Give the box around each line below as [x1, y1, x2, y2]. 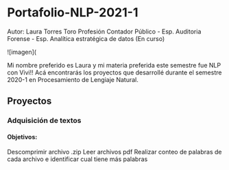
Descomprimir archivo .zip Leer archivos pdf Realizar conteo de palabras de [7, 148, 222, 156]
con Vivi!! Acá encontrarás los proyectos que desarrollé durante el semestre [7, 68, 222, 76]
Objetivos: [7, 132, 38, 141]
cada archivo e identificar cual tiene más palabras [7, 155, 148, 163]
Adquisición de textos [7, 116, 82, 126]
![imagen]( [7, 48, 36, 56]
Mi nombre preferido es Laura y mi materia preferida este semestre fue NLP [7, 61, 221, 69]
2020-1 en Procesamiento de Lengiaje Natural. [7, 75, 139, 83]
